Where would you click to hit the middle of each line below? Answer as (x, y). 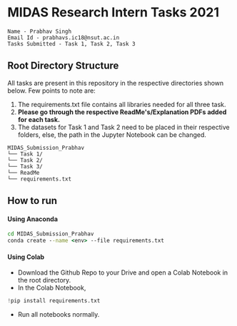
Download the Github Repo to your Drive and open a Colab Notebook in (123, 272)
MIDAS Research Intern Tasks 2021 (114, 12)
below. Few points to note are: (52, 91)
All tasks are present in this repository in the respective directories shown (116, 83)
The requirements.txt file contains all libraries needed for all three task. (122, 104)
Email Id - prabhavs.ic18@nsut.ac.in (64, 37)
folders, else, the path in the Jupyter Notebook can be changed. (112, 134)
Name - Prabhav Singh (40, 31)
